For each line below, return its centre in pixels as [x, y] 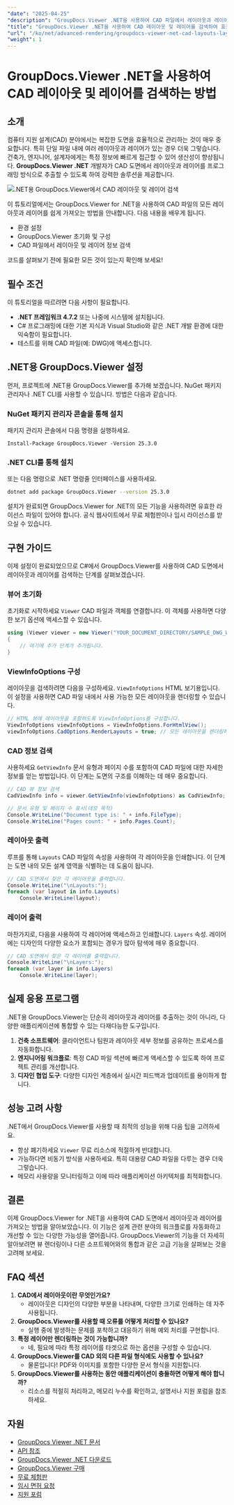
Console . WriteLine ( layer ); [59, 976]
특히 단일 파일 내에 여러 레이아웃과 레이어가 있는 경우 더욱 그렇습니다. [127, 149]
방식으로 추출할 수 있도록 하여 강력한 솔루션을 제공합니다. [97, 174]
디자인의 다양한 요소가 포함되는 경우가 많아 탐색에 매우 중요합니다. [109, 943]
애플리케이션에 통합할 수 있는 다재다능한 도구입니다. [90, 1025]
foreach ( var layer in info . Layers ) [60, 969]
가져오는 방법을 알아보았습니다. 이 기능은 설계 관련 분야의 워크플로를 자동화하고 [114, 1227]
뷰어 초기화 [25, 594]
